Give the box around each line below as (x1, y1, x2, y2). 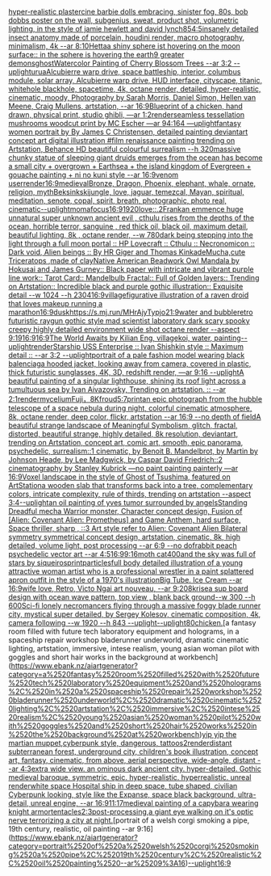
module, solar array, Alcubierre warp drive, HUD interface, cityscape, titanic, (8, 76, 263, 85)
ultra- (237, 790, 256, 799)
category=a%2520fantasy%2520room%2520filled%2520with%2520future (8, 670, 260, 679)
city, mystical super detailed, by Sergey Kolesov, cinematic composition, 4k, (8, 609, 261, 619)
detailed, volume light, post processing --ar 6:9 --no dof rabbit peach (8, 541, 238, 550)
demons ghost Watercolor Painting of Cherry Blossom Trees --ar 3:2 (8, 58, 232, 68)
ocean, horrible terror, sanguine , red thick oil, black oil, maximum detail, (8, 221, 248, 231)
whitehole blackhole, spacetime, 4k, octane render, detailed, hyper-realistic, (8, 84, 261, 94)
